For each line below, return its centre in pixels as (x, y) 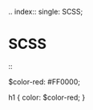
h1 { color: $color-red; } (47, 97)
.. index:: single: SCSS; (46, 12)
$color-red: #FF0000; (44, 81)
